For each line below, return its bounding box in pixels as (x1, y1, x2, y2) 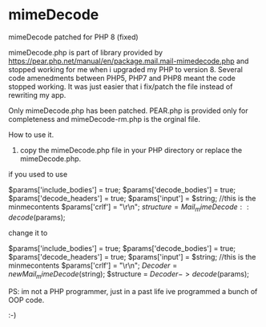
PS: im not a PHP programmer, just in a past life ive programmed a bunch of (8, 286, 258, 296)
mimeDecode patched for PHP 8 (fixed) (8, 32, 139, 42)
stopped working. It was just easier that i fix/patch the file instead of (8, 82, 233, 91)
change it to (8, 228, 48, 237)
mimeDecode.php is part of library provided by (8, 47, 163, 57)
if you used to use (8, 169, 68, 179)
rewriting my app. (8, 90, 66, 99)
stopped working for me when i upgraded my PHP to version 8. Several (8, 64, 243, 74)
